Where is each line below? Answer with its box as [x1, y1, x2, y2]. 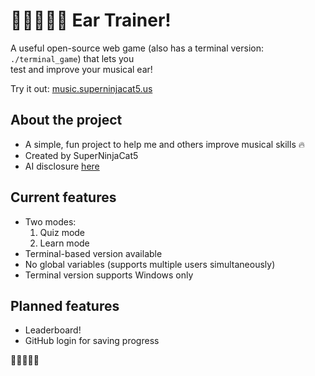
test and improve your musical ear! [10, 63, 153, 75]
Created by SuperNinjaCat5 [24, 149, 139, 161]
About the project [10, 112, 123, 129]
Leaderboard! [24, 324, 82, 336]
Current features [10, 189, 117, 206]
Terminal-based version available [24, 247, 163, 259]
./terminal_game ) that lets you [10, 52, 135, 64]
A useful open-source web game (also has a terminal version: [10, 42, 265, 54]
